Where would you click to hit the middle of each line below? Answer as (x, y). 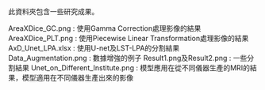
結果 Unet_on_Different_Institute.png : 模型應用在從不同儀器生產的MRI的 (132, 68)
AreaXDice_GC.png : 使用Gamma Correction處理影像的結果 (105, 28)
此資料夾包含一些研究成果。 (54, 11)
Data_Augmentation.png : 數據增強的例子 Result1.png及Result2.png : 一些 (128, 58)
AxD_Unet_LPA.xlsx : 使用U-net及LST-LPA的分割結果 (94, 48)
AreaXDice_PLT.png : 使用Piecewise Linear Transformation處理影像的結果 (129, 38)
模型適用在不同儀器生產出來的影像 (77, 78)
